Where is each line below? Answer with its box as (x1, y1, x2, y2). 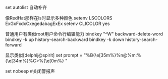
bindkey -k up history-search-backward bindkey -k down (5, 36, 125, 42)
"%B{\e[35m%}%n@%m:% (83, 52, 141, 58)
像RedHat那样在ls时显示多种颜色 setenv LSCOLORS (5, 15, 113, 21)
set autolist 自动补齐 (5, 4, 47, 10)
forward (5, 42, 22, 47)
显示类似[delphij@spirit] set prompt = (5, 52, 83, 58)
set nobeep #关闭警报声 (5, 68, 55, 74)
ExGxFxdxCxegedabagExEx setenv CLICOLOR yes (5, 20, 110, 26)
